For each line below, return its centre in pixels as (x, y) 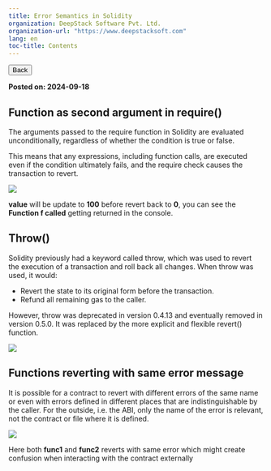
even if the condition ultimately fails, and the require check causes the (126, 165)
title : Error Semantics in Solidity (70, 16)
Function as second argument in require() (115, 112)
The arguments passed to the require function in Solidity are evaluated (126, 131)
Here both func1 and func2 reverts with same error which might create (127, 449)
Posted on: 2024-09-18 (49, 87)
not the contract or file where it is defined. (79, 418)
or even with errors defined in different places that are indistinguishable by (133, 401)
